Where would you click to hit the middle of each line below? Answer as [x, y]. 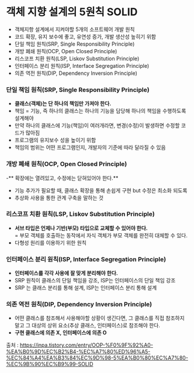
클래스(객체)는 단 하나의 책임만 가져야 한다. [63, 103]
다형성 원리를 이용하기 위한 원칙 [50, 243]
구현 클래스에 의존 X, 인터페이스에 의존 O [60, 333]
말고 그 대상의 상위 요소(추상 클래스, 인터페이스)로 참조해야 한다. [87, 326]
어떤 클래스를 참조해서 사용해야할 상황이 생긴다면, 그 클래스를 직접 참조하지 [100, 318]
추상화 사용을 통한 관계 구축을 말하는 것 [59, 198]
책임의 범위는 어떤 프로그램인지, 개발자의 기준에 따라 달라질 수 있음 [90, 147]
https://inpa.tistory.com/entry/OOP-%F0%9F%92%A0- [86, 345]
